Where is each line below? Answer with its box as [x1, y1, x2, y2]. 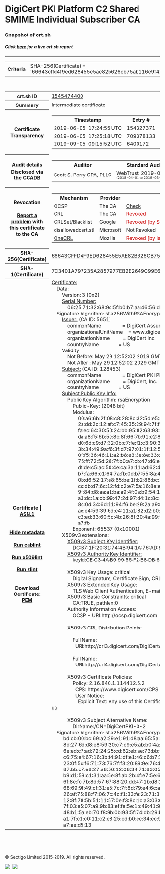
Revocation [13, 199, 41, 206]
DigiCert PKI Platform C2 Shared [5, 3, 139, 15]
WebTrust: [116, 169, 140, 176]
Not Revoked [126, 226, 156, 233]
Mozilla [99, 234, 116, 241]
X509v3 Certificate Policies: [67, 673, 133, 680]
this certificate [9, 224, 45, 231]
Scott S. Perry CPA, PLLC [54, 172, 112, 178]
